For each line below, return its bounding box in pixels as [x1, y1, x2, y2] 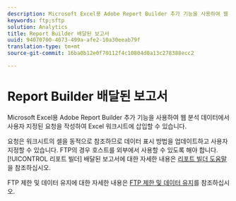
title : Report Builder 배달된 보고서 [7, 30, 110, 37]
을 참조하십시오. [7, 163, 52, 171]
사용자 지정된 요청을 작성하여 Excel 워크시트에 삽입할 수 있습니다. [7, 121, 187, 130]
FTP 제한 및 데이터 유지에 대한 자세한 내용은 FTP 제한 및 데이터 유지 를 [7, 178, 200, 187]
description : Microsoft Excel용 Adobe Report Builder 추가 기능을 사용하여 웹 [7, 10, 228, 18]
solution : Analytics [7, 23, 69, 30]
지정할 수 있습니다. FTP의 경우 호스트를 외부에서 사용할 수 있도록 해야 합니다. [7, 145, 218, 154]
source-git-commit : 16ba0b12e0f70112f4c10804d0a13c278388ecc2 [7, 50, 194, 57]
